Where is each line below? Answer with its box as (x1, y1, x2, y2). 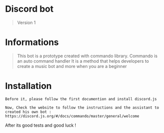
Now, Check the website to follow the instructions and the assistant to (5, 105, 160, 110)
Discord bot (5, 3, 54, 15)
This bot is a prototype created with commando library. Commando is (17, 53, 158, 59)
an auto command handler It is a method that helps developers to (17, 58, 149, 64)
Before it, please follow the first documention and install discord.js (5, 96, 157, 101)
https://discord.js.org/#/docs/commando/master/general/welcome (5, 113, 139, 118)
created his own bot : (5, 109, 52, 114)
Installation (5, 81, 52, 91)
